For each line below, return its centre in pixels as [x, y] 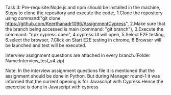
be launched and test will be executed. [46, 45]
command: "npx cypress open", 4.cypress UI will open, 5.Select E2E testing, [85, 34]
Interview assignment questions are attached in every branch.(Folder [78, 55]
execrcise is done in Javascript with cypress [52, 87]
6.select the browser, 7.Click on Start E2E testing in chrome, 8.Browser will [83, 40]
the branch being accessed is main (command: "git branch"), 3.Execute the [84, 29]
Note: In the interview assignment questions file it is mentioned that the [80, 70]
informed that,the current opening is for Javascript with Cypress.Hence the [84, 81]
